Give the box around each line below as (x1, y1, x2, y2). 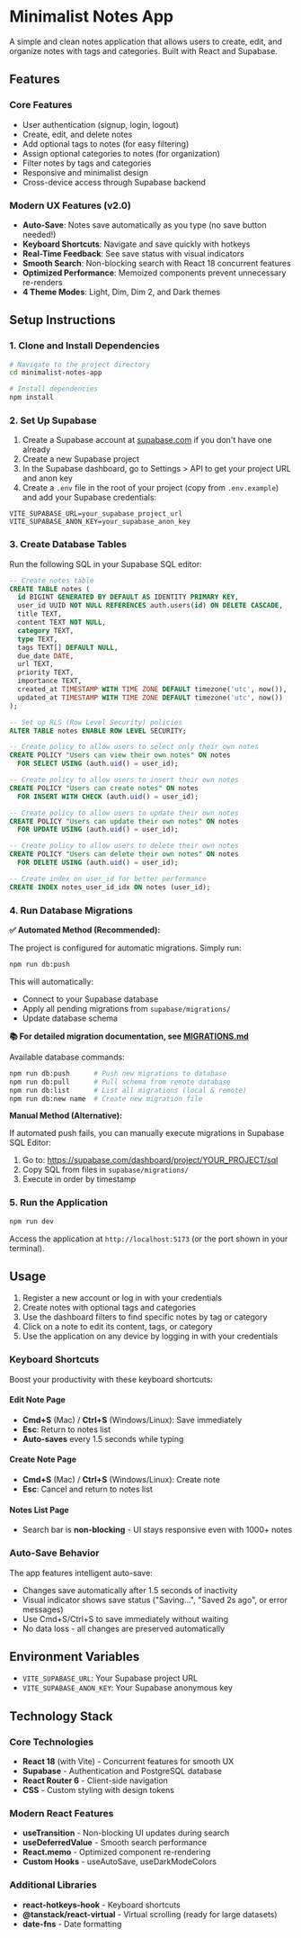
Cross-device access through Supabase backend (22, 176, 207, 187)
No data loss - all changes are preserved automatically (22, 1623, 226, 1634)
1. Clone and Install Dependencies (9, 339, 160, 352)
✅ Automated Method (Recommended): (9, 924, 161, 935)
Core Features (9, 99, 73, 112)
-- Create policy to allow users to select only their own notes (9, 743, 259, 752)
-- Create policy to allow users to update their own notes (9, 808, 240, 817)
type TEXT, (17, 635, 58, 644)
